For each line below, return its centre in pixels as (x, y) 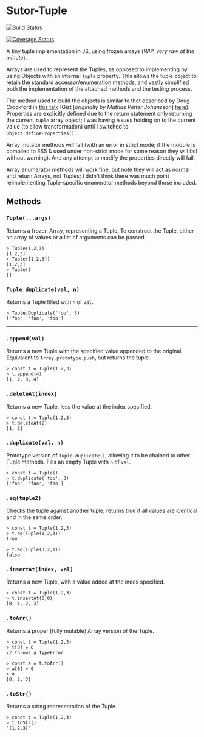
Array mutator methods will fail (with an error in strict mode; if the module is (101, 144)
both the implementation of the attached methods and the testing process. (99, 88)
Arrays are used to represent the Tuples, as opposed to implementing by (97, 69)
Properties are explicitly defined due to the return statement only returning (99, 113)
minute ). (17, 57)
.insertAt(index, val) (40, 569)
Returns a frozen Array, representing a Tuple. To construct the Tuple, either (100, 231)
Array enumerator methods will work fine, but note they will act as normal (98, 169)
